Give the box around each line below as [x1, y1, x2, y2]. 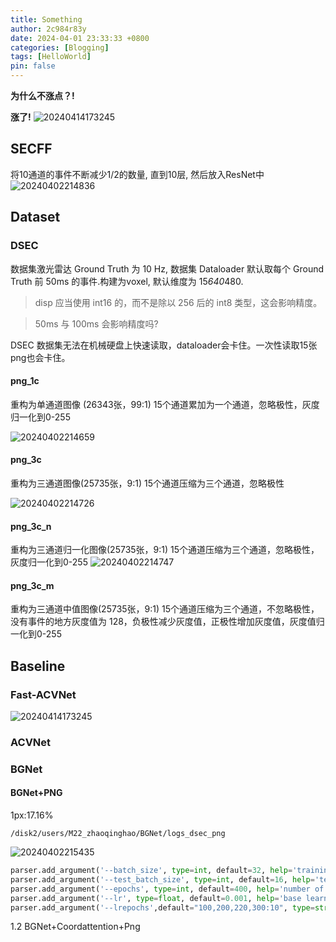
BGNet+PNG [10, 787, 63, 799]
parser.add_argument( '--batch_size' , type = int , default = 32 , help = [10, 866, 293, 876]
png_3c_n [10, 520, 52, 532]
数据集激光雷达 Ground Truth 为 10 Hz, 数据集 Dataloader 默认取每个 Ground [10, 262, 325, 275]
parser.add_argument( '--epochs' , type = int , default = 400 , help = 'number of [10, 884, 325, 894]
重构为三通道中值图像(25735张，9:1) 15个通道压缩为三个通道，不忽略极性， [10, 603, 320, 615]
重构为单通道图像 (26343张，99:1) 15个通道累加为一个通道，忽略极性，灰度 [10, 398, 320, 410]
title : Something [10, 14, 83, 25]
